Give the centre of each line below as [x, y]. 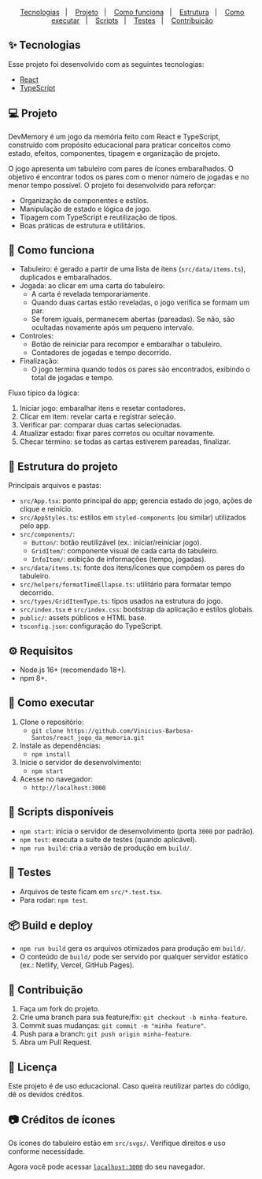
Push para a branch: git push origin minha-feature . [105, 1034]
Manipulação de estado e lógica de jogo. [85, 209]
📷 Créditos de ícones [62, 1120]
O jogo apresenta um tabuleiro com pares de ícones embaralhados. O [121, 168]
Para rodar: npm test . [54, 900]
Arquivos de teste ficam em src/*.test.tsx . [91, 891]
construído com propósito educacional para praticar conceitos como [119, 145]
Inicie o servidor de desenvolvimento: [80, 762]
